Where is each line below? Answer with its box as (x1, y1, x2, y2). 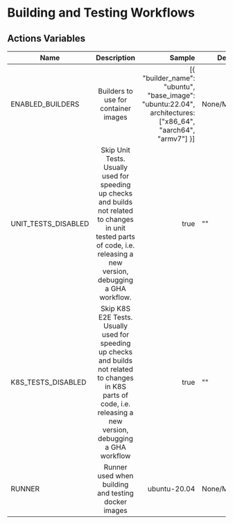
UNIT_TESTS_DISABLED (10, 219, 89, 228)
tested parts (96, 232, 135, 241)
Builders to (98, 87, 133, 96)
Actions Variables (7, 33, 85, 44)
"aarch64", (159, 125, 196, 134)
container (100, 104, 132, 113)
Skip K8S (100, 304, 130, 313)
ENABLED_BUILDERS (10, 99, 80, 109)
